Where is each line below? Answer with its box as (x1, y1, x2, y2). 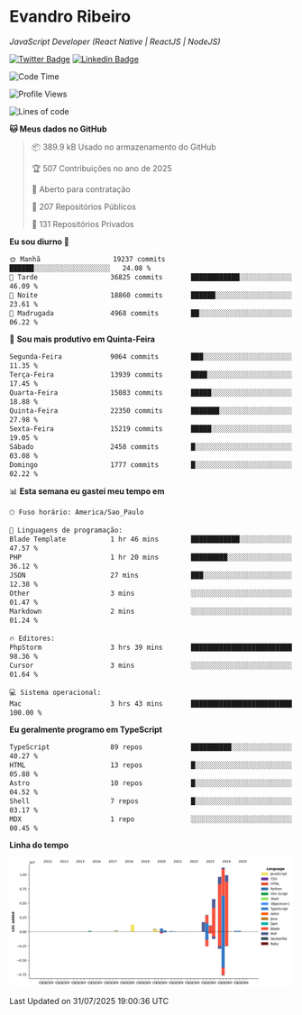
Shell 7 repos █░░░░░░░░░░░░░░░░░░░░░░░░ (9, 796, 293, 806)
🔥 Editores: (9, 634, 56, 643)
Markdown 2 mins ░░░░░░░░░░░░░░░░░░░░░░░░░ (9, 607, 293, 616)
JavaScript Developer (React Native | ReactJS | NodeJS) (9, 36, 221, 47)
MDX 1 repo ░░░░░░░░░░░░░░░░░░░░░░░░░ (9, 814, 293, 824)
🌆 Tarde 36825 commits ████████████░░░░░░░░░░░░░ (9, 272, 293, 281)
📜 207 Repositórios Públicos (31, 201, 137, 212)
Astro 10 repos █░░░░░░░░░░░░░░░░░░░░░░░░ (9, 778, 293, 788)
